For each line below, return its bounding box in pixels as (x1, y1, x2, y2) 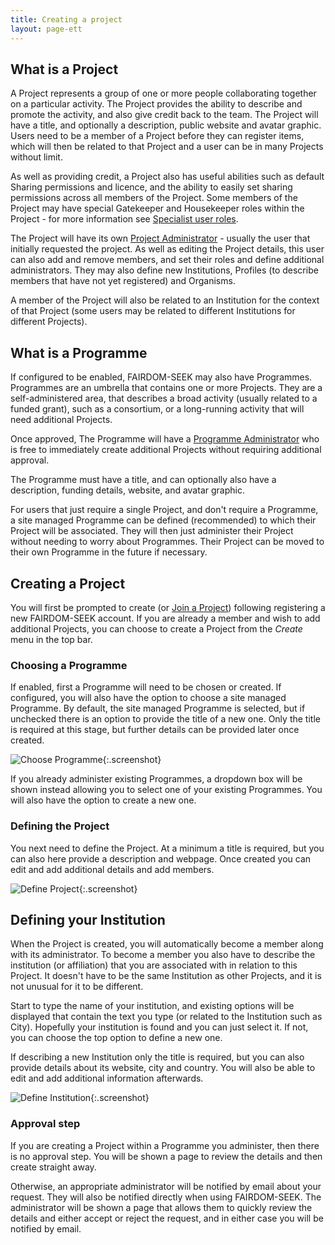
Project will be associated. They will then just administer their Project (10, 525, 294, 537)
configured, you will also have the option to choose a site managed (10, 692, 287, 704)
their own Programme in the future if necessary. (10, 546, 208, 558)
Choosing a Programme (10, 658, 128, 672)
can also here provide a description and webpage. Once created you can (10, 852, 312, 865)
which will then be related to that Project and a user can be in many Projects (10, 141, 324, 153)
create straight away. (10, 1161, 97, 1173)
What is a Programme (10, 344, 148, 361)
